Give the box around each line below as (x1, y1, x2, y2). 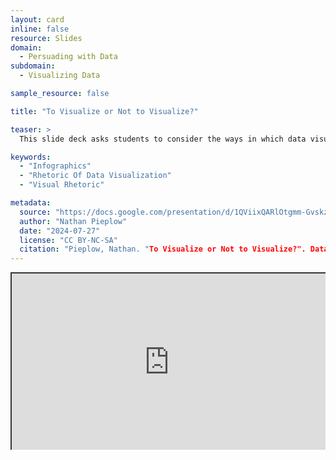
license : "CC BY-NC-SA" (19, 235, 118, 245)
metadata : (10, 198, 52, 208)
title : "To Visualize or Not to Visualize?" (10, 106, 199, 116)
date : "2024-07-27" (19, 226, 101, 236)
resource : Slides (10, 33, 83, 43)
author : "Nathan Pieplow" (19, 216, 128, 226)
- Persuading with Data (19, 52, 118, 62)
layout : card (10, 14, 65, 25)
